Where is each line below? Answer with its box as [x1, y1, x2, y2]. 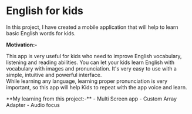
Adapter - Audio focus [6, 101, 60, 108]
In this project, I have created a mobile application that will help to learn [6, 24, 178, 31]
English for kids [6, 4, 83, 18]
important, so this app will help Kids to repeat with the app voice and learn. [6, 83, 187, 90]
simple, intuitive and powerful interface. [6, 71, 102, 78]
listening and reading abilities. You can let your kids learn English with [6, 59, 175, 66]
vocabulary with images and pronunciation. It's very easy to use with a [6, 65, 177, 72]
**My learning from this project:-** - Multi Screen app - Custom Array [6, 95, 177, 102]
